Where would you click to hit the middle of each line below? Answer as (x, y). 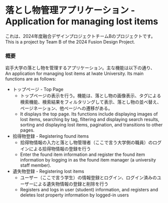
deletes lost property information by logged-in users (74, 195)
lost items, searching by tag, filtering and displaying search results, (90, 119)
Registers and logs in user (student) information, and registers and (89, 190)
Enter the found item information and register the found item (82, 154)
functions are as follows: (31, 79)
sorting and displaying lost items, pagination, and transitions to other (91, 125)
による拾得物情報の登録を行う (60, 149)
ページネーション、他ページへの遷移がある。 (66, 108)
